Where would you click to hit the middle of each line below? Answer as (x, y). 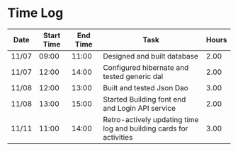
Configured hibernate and (146, 67)
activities (118, 137)
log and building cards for (145, 128)
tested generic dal (133, 76)
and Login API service (139, 108)
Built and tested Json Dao (146, 87)
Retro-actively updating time (151, 119)
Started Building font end (144, 99)
